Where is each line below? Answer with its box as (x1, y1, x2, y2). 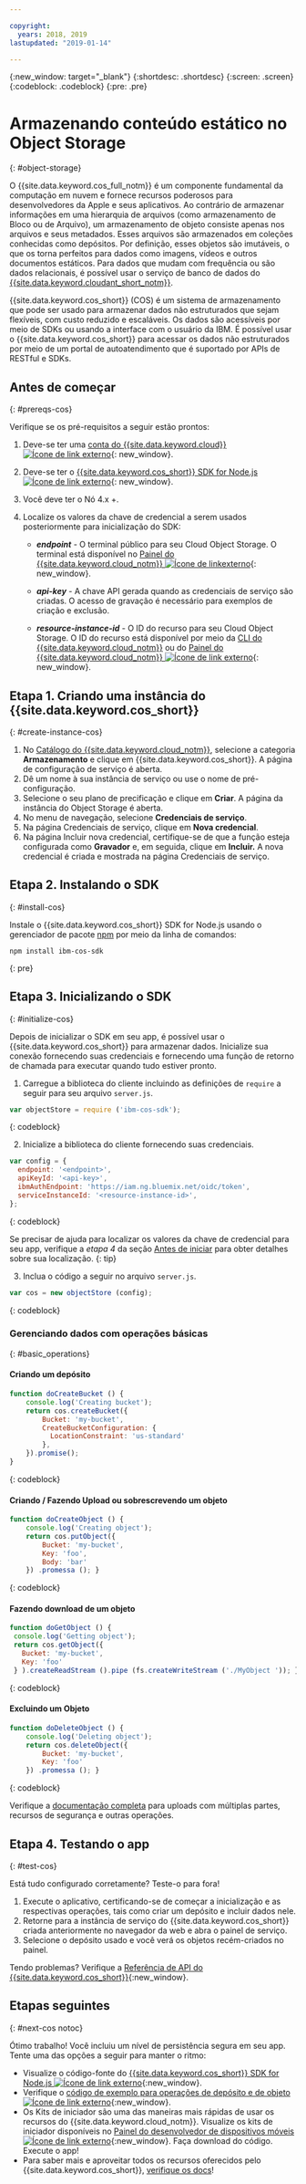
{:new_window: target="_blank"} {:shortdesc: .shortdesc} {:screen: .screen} (9, 71, 294, 82)
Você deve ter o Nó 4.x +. (22, 494, 119, 505)
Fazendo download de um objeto (9, 1603, 136, 1614)
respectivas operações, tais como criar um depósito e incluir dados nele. (22, 1905, 296, 1917)
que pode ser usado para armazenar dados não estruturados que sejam (9, 305, 280, 316)
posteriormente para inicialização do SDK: (22, 521, 181, 532)
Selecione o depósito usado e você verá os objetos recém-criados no (22, 1934, 284, 1945)
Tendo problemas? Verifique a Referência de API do (9, 1961, 203, 1972)
